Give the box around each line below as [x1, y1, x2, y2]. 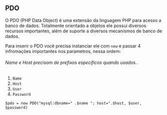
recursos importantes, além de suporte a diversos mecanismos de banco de [5, 27, 162, 34]
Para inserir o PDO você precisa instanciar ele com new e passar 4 [5, 42, 141, 49]
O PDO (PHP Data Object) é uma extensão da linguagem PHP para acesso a [5, 17, 161, 23]
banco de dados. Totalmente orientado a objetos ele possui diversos [5, 22, 146, 28]
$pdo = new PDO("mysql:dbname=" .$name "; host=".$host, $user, [5, 101, 142, 106]
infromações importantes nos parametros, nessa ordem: [5, 48, 121, 54]
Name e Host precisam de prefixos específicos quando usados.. [5, 59, 138, 65]
